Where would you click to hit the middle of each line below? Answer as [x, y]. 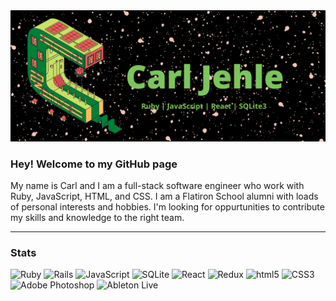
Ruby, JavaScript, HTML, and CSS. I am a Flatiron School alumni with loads [164, 196]
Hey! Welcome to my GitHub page [94, 164]
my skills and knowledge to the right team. [97, 217]
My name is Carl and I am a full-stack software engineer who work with [157, 185]
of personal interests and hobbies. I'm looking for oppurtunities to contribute [167, 206]
